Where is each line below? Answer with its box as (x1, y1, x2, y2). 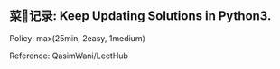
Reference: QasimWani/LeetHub (9, 50, 129, 61)
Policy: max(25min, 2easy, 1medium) (9, 32, 146, 43)
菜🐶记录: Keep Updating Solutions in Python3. (9, 8, 272, 24)
